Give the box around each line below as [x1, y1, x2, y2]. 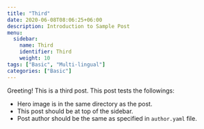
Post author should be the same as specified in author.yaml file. [16, 114, 197, 122]
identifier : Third [19, 49, 72, 56]
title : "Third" [7, 10, 51, 17]
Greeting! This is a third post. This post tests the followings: [7, 86, 175, 95]
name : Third [19, 42, 53, 49]
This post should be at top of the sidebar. [16, 107, 133, 115]
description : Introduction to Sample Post [7, 23, 130, 30]
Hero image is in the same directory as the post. [16, 99, 153, 108]
